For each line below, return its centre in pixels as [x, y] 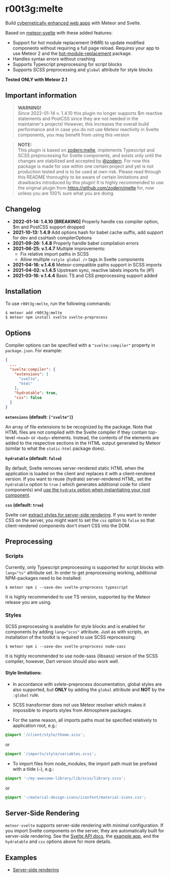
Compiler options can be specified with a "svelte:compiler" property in [80, 345]
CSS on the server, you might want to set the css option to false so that [80, 520]
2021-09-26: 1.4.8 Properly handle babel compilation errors [76, 243]
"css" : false [28, 398]
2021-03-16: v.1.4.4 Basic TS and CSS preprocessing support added [85, 276]
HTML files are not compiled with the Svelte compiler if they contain [76, 432]
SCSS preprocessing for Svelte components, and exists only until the [90, 155]
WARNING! [29, 108]
